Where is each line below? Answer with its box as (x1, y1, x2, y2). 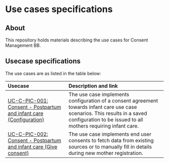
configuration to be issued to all (68, 116, 143, 123)
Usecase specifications (5, 57, 81, 66)
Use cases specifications (5, 4, 113, 15)
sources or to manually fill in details (68, 143, 152, 150)
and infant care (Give (8, 143, 58, 150)
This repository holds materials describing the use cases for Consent (5, 37, 148, 43)
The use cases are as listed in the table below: (5, 70, 102, 76)
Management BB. (5, 42, 41, 48)
